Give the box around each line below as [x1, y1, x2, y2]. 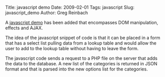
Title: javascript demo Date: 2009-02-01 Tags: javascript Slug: [5, 5, 135, 10]
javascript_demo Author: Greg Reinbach [5, 10, 88, 16]
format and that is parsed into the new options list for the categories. [5, 66, 148, 72]
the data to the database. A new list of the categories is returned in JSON [5, 61, 157, 66]
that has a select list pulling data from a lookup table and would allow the [5, 40, 156, 46]
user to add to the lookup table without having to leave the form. [5, 46, 139, 51]
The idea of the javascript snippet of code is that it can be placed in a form [5, 35, 160, 41]
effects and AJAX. [5, 25, 43, 31]
